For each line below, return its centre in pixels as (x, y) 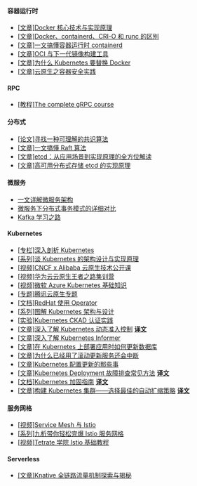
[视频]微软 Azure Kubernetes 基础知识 (72, 285)
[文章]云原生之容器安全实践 (57, 72)
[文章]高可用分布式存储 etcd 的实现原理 (74, 165)
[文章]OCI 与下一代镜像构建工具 (63, 54)
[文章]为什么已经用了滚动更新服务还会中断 (78, 355)
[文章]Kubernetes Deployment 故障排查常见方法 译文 (93, 373)
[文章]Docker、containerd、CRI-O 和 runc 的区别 (88, 37)
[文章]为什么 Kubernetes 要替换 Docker (74, 63)
